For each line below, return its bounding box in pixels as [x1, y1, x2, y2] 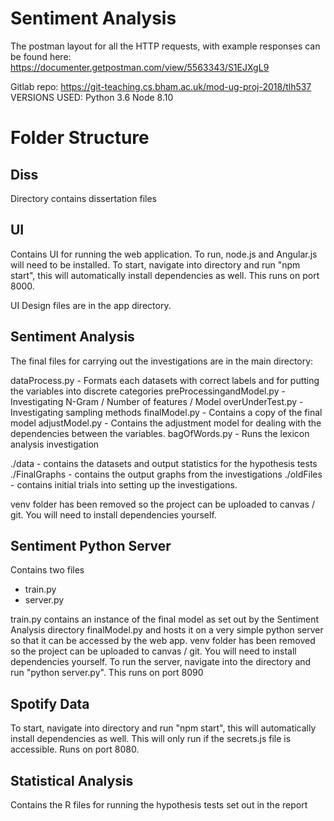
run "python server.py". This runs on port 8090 [10, 667, 204, 679]
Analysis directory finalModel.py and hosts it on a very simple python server [10, 624, 324, 636]
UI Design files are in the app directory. [10, 299, 172, 311]
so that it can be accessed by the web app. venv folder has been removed [10, 635, 316, 647]
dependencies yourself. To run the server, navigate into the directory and [10, 656, 312, 668]
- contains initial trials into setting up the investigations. [10, 478, 238, 491]
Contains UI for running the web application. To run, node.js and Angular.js [10, 248, 318, 260]
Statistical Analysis [10, 772, 134, 789]
